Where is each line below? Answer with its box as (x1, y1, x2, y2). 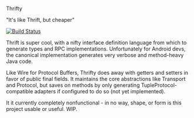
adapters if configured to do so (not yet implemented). (34, 88, 166, 95)
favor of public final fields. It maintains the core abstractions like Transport (6, 76, 186, 82)
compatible (6, 88, 33, 95)
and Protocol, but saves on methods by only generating (6, 82, 140, 89)
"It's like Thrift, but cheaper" (6, 16, 75, 23)
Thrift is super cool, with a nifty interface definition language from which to (6, 39, 187, 46)
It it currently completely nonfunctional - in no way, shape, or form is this (6, 99, 182, 106)
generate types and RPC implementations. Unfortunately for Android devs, (6, 45, 186, 52)
